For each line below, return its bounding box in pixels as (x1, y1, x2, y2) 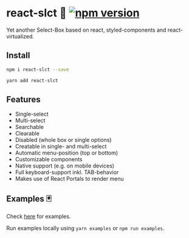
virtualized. (6, 32, 35, 40)
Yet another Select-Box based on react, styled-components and (6, 26, 167, 33)
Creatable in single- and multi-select (15, 143, 107, 150)
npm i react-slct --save (6, 66, 69, 72)
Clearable (15, 130, 40, 137)
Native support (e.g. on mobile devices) (15, 162, 114, 170)
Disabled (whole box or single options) (15, 136, 112, 144)
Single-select (15, 110, 49, 118)
